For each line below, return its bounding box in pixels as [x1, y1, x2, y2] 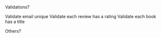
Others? [5, 28, 21, 34]
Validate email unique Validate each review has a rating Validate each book [5, 14, 157, 19]
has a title [5, 19, 25, 24]
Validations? [5, 4, 30, 10]
